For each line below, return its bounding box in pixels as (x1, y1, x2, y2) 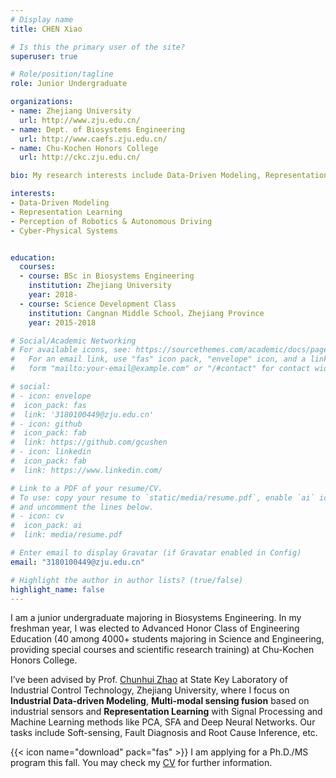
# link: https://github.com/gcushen (10, 437, 168, 448)
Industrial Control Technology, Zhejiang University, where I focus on (10, 684, 290, 696)
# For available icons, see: (10, 345, 132, 355)
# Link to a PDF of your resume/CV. (10, 483, 163, 493)
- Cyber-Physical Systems (10, 226, 118, 236)
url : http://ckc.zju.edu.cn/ (19, 152, 141, 163)
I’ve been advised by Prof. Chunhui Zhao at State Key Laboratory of (10, 674, 288, 686)
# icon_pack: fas (10, 400, 87, 410)
